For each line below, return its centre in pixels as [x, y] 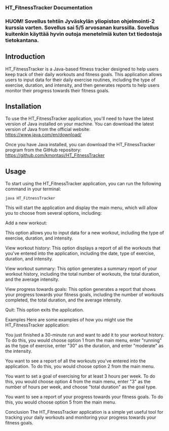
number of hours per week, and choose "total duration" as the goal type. [81, 387]
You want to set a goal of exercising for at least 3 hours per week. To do [80, 376]
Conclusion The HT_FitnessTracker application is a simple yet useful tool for [84, 412]
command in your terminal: [33, 189]
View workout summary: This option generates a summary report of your [81, 269]
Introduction [25, 57]
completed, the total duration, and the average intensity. [64, 300]
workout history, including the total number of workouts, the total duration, [83, 274]
